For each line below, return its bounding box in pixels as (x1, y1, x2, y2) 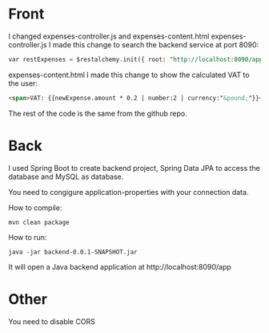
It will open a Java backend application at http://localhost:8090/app (8, 262, 232, 271)
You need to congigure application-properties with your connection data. (8, 187, 249, 197)
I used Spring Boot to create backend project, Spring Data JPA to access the (8, 163, 260, 173)
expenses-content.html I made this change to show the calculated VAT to (8, 70, 250, 79)
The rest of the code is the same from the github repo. (8, 108, 187, 118)
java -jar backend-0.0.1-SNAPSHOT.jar (8, 248, 138, 256)
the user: (8, 78, 38, 88)
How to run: (8, 232, 47, 242)
